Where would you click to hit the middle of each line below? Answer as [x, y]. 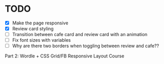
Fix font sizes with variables [41, 40]
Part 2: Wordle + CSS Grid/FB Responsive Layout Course [65, 56]
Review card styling [33, 29]
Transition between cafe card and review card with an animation [80, 35]
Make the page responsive [40, 23]
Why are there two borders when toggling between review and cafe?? [86, 46]
